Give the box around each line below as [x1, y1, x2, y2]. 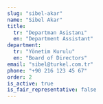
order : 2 [7, 73, 32, 81]
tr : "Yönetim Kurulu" [13, 49, 76, 55]
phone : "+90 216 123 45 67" [7, 67, 88, 74]
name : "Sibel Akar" [7, 16, 63, 23]
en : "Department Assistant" [13, 36, 94, 42]
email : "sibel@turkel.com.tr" [7, 61, 94, 68]
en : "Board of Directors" [13, 55, 88, 62]
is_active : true [7, 80, 54, 87]
